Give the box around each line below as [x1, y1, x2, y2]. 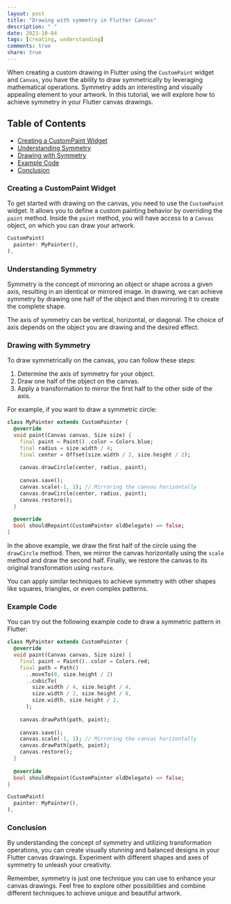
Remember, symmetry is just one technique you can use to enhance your [7, 874, 216, 882]
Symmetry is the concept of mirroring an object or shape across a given [7, 280, 213, 288]
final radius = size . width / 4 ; [19, 445, 113, 452]
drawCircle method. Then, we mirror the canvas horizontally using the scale [7, 548, 225, 557]
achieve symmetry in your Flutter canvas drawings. [7, 97, 154, 106]
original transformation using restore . [7, 563, 115, 571]
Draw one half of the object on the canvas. [17, 377, 140, 386]
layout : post [7, 10, 45, 17]
